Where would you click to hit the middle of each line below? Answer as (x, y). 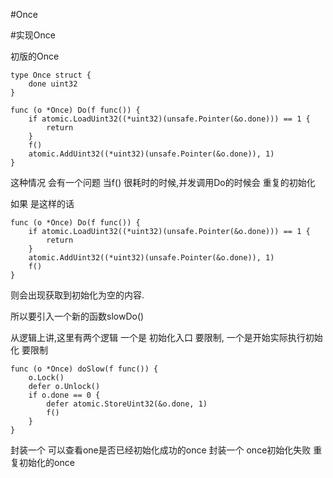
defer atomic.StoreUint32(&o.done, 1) (127, 404)
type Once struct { (51, 75)
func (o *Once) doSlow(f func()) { (84, 369)
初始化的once (46, 462)
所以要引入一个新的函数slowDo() (77, 316)
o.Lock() (46, 378)
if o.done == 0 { (64, 395)
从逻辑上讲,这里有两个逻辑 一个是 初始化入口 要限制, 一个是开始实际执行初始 (166, 337)
